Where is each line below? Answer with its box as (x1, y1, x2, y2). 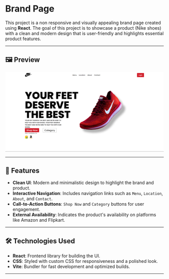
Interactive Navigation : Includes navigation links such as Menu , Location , (12, 191, 163, 197)
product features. (5, 36, 41, 42)
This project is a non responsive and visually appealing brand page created (5, 20, 161, 26)
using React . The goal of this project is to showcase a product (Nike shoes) (5, 25, 162, 31)
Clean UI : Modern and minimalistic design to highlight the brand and (12, 179, 154, 186)
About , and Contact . (12, 196, 53, 202)
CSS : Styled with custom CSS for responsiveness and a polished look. (12, 258, 158, 264)
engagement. (12, 207, 40, 213)
